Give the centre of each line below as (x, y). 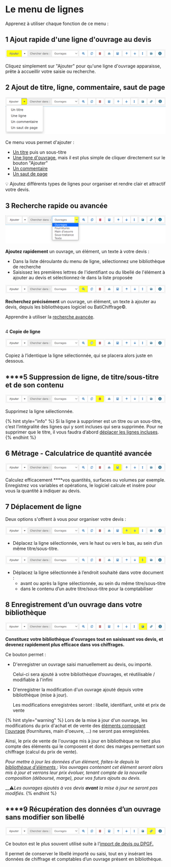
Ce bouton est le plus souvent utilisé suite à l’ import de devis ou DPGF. (79, 844)
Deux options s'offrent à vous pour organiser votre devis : (66, 519)
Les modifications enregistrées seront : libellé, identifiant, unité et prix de (89, 705)
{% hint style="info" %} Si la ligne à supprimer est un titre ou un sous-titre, (83, 421)
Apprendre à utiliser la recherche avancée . (50, 317)
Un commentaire (30, 168)
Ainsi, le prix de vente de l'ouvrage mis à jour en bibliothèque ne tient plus (83, 741)
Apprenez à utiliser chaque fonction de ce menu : (57, 23)
